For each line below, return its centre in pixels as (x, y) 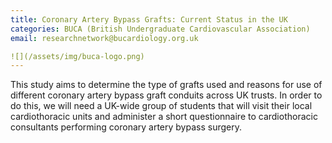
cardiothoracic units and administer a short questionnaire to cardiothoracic (164, 117)
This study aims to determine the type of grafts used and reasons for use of (166, 85)
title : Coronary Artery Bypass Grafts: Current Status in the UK (149, 19)
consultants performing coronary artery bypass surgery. (126, 127)
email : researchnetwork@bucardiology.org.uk (104, 38)
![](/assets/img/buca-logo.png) (77, 56)
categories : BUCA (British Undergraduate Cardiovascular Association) (160, 29)
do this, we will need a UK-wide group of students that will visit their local (161, 106)
